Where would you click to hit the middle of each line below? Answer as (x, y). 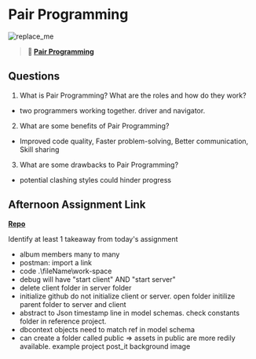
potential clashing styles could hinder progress (95, 179)
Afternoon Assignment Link (77, 205)
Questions (34, 76)
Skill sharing (39, 149)
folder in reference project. (63, 321)
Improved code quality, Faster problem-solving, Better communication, (134, 141)
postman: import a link (56, 262)
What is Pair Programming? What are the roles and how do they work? (133, 95)
